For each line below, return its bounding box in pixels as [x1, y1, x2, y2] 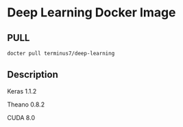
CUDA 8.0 [7, 113, 36, 122]
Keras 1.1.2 [7, 87, 37, 95]
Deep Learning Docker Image [7, 5, 176, 20]
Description [7, 69, 58, 81]
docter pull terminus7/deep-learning [7, 50, 115, 57]
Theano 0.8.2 [7, 100, 45, 109]
